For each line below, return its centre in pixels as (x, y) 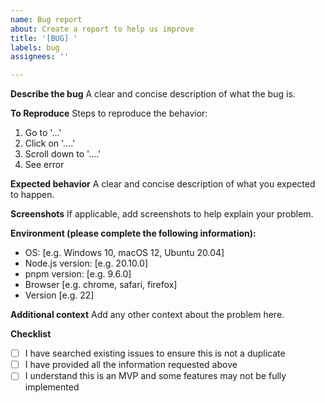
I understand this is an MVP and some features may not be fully (155, 376)
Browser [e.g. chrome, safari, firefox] (101, 285)
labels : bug (35, 47)
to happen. (32, 195)
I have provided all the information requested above (131, 365)
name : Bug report (46, 19)
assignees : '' (40, 57)
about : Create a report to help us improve (102, 29)
